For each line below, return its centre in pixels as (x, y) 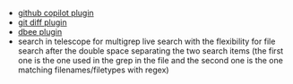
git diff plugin (42, 22)
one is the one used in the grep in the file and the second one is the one (151, 60)
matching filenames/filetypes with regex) (93, 70)
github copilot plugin (56, 13)
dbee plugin (40, 32)
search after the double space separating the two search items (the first (151, 51)
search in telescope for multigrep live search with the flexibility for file (146, 41)
